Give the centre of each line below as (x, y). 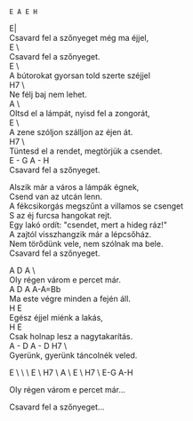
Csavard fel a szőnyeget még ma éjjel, (79, 38)
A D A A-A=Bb (35, 289)
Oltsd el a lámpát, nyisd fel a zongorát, (80, 113)
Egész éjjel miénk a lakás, (56, 318)
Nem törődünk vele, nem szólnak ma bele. (86, 244)
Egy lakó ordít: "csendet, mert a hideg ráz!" (88, 225)
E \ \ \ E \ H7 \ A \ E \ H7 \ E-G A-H (71, 373)
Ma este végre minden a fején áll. (70, 298)
